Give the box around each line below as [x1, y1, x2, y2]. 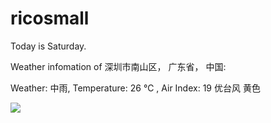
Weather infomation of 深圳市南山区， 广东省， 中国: [10, 60, 227, 72]
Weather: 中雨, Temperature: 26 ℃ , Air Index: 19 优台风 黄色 [10, 82, 261, 94]
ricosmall [10, 7, 90, 30]
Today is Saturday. [10, 40, 87, 52]
